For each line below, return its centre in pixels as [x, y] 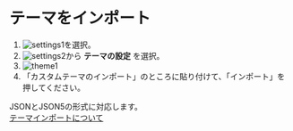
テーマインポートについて [56, 118]
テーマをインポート [80, 18]
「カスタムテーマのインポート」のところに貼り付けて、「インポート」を [154, 76]
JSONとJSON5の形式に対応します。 [76, 106]
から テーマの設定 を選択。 [115, 55]
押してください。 [53, 87]
